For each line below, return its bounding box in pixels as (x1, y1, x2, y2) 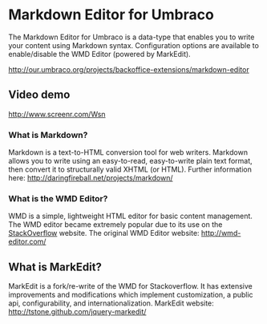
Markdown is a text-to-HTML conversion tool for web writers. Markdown (8, 148, 249, 157)
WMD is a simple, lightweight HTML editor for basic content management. (8, 211, 253, 221)
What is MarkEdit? (8, 260, 103, 273)
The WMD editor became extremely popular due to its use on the (8, 220, 223, 229)
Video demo (8, 88, 71, 102)
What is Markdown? (8, 129, 88, 140)
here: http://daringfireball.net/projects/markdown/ (8, 173, 173, 183)
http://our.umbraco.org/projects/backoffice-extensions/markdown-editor (8, 64, 250, 74)
